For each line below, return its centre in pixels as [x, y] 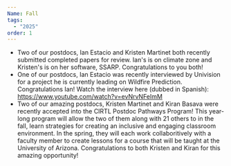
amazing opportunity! [48, 156]
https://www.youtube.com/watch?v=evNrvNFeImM [90, 97]
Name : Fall [23, 13]
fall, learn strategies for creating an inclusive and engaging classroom [117, 126]
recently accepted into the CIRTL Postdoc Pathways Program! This [112, 111]
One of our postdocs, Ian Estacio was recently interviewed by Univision [119, 75]
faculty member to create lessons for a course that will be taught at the [118, 141]
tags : [15, 20]
